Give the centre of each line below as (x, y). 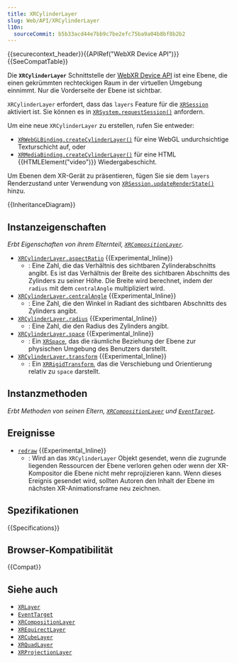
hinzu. (16, 191)
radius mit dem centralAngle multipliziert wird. (97, 288)
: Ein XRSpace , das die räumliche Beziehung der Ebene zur (112, 341)
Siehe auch (33, 589)
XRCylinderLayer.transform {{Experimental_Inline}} (92, 356)
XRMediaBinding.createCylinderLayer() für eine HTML (97, 154)
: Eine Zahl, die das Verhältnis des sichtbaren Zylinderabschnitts (122, 266)
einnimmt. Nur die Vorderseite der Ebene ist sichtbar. (84, 90)
